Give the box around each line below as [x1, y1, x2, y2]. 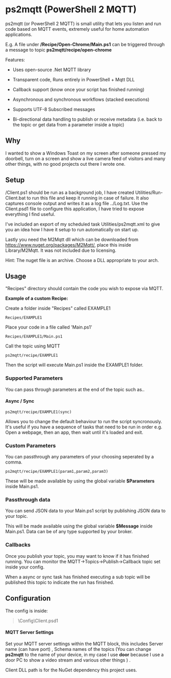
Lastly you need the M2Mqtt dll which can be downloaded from [5, 236, 139, 243]
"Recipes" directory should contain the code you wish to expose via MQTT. [5, 286, 163, 292]
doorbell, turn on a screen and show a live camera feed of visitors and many [5, 155, 166, 162]
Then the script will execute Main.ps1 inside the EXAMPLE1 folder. [5, 362, 144, 368]
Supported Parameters [5, 375, 63, 382]
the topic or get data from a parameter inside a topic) [12, 121, 125, 127]
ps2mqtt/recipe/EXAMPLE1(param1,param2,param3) [5, 469, 109, 474]
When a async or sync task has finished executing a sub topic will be [5, 574, 151, 580]
